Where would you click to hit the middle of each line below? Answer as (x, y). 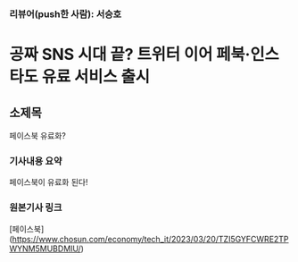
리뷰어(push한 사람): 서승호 (66, 13)
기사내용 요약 (36, 161)
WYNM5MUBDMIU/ (46, 249)
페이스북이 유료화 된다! (49, 182)
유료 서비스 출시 (95, 77)
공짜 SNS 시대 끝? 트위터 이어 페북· (130, 55)
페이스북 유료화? (38, 135)
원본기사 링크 (36, 207)
